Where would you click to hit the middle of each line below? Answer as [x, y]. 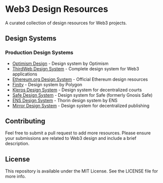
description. [17, 144]
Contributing [25, 121]
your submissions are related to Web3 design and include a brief [71, 138]
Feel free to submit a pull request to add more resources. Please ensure [78, 133]
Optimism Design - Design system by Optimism [60, 63]
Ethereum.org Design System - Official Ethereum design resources [80, 79]
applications [25, 74]
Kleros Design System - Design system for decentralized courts [77, 90]
